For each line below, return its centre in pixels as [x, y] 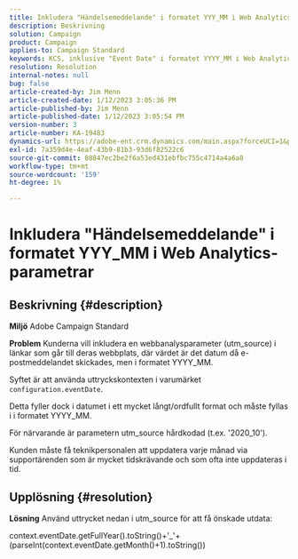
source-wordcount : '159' [55, 174]
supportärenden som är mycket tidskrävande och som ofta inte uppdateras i [148, 459]
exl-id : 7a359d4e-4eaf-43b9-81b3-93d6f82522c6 [97, 149]
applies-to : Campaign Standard [67, 51]
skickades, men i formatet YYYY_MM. [144, 363]
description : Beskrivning [57, 26]
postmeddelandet [41, 363]
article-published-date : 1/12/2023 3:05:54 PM [97, 116]
